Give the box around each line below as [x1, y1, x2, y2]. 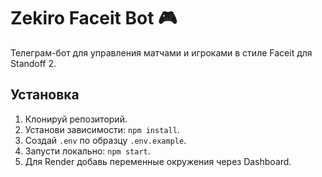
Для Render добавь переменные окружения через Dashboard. [24, 155, 292, 167]
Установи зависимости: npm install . [24, 123, 180, 135]
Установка [10, 86, 80, 104]
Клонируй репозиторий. [24, 113, 128, 125]
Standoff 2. [10, 57, 57, 69]
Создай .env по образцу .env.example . [24, 134, 187, 146]
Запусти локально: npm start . [24, 145, 151, 157]
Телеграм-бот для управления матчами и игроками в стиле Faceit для [10, 46, 313, 59]
